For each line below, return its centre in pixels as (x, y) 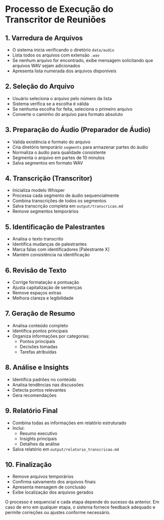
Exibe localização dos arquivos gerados (53, 492)
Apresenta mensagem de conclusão (49, 487)
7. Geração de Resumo (40, 314)
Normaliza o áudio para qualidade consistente (59, 152)
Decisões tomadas (39, 347)
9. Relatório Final (31, 411)
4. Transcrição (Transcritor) (49, 179)
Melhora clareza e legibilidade (43, 298)
